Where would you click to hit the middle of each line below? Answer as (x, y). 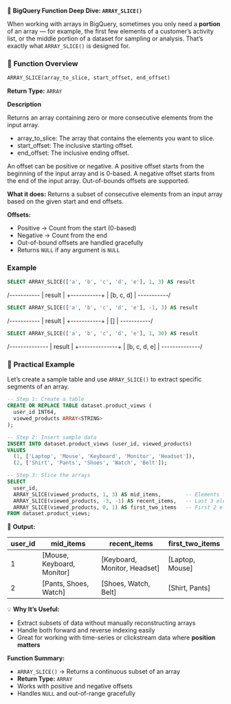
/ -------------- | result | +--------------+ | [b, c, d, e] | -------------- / (105, 346)
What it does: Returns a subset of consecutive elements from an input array (115, 194)
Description (24, 104)
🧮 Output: (21, 527)
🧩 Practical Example (41, 364)
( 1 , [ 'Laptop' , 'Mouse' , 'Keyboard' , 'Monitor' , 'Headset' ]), (104, 456)
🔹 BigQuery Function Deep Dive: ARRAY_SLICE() (75, 11)
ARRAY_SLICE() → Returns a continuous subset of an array (99, 672)
